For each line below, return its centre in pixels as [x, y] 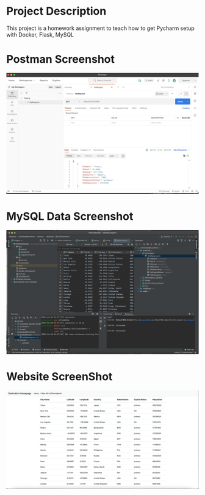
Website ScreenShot [59, 377]
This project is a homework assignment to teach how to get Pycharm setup [101, 28]
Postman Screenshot [60, 60]
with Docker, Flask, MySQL [40, 34]
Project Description [56, 11]
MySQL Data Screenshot [70, 216]
